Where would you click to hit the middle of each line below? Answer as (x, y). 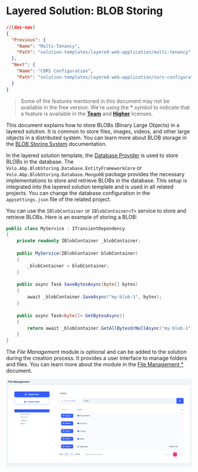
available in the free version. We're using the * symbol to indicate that (105, 107)
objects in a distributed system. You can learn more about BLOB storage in (96, 138)
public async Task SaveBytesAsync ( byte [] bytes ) (77, 285)
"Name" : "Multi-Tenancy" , (49, 46)
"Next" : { (23, 65)
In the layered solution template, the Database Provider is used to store (92, 155)
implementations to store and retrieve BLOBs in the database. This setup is (97, 180)
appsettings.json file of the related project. (59, 199)
